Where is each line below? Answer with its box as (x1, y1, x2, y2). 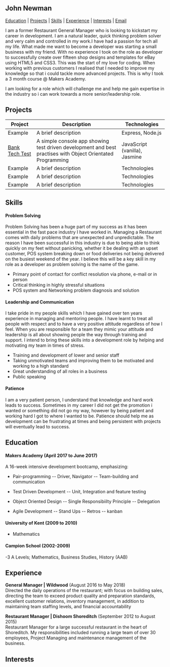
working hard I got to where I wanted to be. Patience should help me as (5, 413, 154, 419)
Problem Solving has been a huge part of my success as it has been (5, 224, 147, 230)
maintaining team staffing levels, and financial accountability (5, 604, 132, 610)
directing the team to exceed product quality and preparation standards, (5, 593, 156, 599)
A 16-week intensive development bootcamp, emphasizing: (5, 463, 129, 470)
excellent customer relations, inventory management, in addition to (5, 598, 144, 604)
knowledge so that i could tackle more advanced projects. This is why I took (5, 70, 163, 76)
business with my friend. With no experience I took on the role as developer (5, 49, 163, 55)
